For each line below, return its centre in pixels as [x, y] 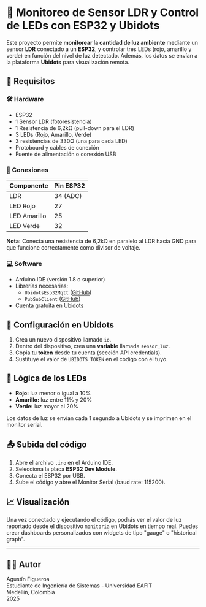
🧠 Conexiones [28, 170]
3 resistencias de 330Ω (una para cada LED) [71, 141]
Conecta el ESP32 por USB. [50, 475]
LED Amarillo [28, 216]
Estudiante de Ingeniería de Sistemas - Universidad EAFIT [79, 586]
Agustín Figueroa [28, 579]
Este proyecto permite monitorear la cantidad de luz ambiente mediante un [102, 42]
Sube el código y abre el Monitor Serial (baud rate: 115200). [90, 482]
